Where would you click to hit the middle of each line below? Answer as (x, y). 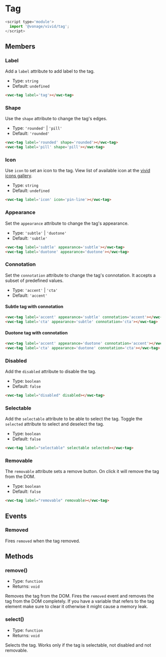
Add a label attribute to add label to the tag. (50, 71)
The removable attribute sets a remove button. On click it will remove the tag (82, 471)
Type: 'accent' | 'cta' (35, 290)
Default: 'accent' (30, 295)
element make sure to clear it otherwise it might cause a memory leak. (77, 607)
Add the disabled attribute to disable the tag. (51, 371)
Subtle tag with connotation (34, 307)
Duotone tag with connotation (37, 333)
